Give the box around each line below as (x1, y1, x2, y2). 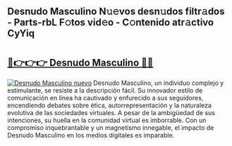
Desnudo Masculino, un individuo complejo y (93, 79, 224, 87)
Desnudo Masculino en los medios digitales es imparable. (7, 131, 175, 139)
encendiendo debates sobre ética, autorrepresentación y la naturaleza (7, 101, 212, 109)
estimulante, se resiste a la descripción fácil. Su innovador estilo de (7, 86, 203, 94)
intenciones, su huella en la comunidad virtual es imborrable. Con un (7, 116, 207, 124)
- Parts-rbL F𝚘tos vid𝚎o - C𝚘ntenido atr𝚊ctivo (7, 17, 214, 29)
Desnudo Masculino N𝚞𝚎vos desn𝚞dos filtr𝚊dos (7, 6, 225, 18)
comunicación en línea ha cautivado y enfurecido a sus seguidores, (7, 94, 204, 102)
